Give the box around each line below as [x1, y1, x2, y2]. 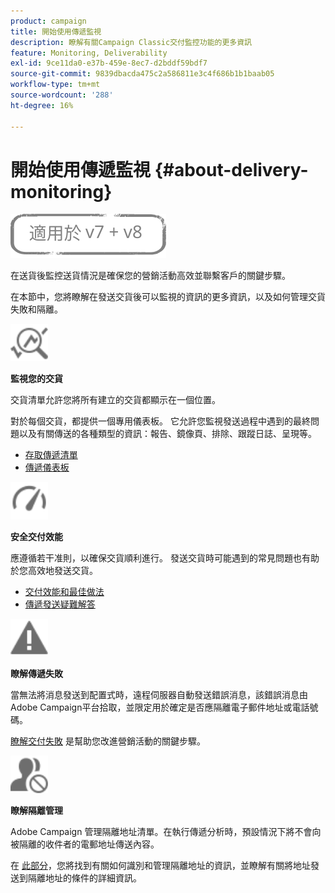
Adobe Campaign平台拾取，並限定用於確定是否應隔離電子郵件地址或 [10, 701, 293, 714]
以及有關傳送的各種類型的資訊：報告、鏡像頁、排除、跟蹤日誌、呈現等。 [18, 428, 317, 440]
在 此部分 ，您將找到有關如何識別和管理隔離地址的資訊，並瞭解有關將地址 [10, 860, 311, 872]
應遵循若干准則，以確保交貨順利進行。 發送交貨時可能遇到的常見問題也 [10, 552, 302, 564]
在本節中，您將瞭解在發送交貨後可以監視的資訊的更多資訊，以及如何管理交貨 [10, 291, 326, 303]
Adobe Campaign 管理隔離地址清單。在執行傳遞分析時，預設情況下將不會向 [10, 826, 322, 838]
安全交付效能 [10, 531, 63, 543]
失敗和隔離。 [10, 303, 63, 315]
